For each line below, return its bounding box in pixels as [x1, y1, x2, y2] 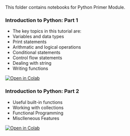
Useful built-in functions [12, 99, 63, 105]
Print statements [12, 39, 47, 45]
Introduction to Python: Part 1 [5, 17, 78, 24]
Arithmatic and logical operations [12, 44, 81, 50]
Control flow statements [12, 55, 63, 61]
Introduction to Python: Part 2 [5, 88, 79, 95]
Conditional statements [12, 50, 61, 56]
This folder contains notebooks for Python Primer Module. [5, 5, 125, 10]
